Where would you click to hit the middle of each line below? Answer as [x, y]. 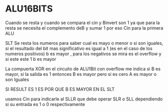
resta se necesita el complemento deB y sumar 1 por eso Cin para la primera [84, 28]
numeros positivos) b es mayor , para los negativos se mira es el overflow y [83, 54]
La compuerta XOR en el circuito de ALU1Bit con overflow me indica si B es [83, 69]
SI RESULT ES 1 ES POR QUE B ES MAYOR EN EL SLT [60, 89]
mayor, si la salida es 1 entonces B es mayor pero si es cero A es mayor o [81, 74]
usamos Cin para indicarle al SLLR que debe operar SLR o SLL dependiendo [84, 99]
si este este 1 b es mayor [31, 59]
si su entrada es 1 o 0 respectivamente [45, 104]
